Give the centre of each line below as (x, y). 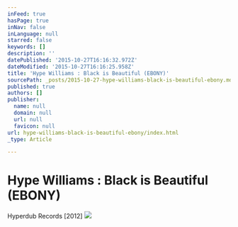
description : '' (31, 54)
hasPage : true (28, 21)
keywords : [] (27, 47)
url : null (28, 119)
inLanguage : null (33, 34)
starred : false (30, 40)
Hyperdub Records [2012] (45, 216)
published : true (31, 87)
